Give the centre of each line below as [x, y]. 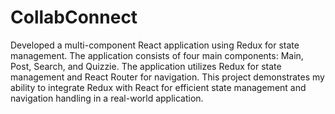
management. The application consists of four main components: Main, [157, 55]
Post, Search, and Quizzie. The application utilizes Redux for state [146, 66]
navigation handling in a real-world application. [107, 98]
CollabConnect [74, 17]
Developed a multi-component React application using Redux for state [155, 45]
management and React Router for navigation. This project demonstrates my [167, 77]
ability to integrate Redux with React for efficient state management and [158, 87]
